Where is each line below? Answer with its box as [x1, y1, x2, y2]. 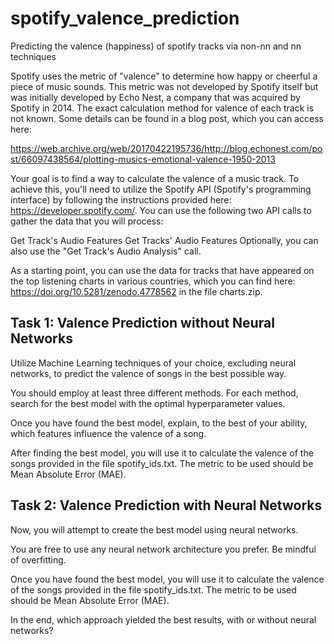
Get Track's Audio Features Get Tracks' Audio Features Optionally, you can [10, 234, 319, 246]
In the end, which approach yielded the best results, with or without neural [10, 613, 317, 626]
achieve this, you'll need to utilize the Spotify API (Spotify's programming [10, 183, 312, 195]
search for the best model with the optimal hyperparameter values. [10, 397, 286, 409]
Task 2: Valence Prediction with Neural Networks [10, 497, 323, 514]
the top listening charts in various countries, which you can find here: [10, 275, 296, 287]
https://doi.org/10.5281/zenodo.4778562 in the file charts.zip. [10, 285, 263, 297]
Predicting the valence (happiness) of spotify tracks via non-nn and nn [10, 40, 302, 52]
